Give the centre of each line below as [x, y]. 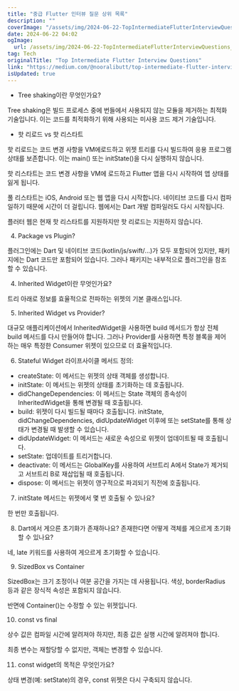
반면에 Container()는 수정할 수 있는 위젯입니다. [72, 605]
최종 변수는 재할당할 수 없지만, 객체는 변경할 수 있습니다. [85, 649]
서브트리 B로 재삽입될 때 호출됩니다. [75, 474]
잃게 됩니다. [24, 182]
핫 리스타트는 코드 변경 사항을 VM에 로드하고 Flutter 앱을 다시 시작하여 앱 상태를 [118, 173]
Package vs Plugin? [47, 235]
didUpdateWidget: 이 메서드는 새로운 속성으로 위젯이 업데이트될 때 [111, 438]
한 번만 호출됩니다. [33, 513]
